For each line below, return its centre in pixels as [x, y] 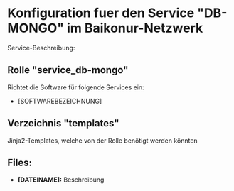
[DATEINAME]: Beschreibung [61, 180]
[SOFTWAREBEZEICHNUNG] [60, 101]
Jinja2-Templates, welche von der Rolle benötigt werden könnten [102, 141]
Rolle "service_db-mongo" [68, 70]
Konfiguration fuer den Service [101, 13]
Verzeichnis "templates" [63, 123]
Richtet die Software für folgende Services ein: [76, 87]
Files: [20, 162]
